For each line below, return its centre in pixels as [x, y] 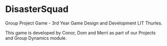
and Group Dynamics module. [36, 38]
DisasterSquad [37, 9]
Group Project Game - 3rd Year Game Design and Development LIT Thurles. [84, 23]
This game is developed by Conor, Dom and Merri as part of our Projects [80, 32]
